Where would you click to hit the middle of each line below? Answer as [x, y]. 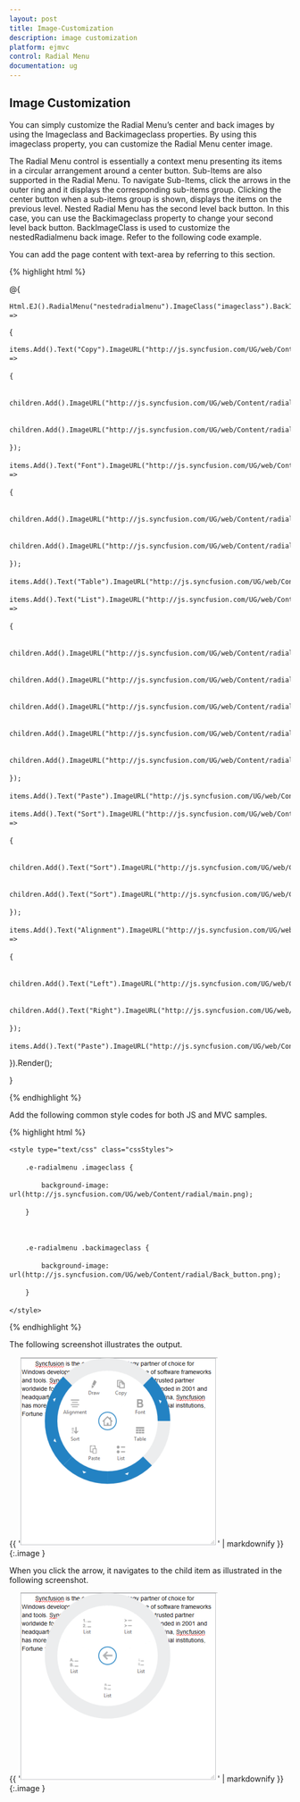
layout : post [33, 19]
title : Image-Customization [62, 28]
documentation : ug [43, 66]
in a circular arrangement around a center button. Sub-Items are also [136, 171]
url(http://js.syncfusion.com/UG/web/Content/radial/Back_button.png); [145, 1274]
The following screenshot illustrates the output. [96, 1344]
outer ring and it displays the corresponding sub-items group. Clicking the [146, 189]
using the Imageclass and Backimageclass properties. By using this [133, 134]
